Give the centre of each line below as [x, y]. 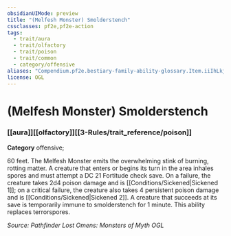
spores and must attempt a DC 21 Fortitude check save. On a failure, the [109, 175]
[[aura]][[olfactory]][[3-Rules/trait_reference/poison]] [100, 132]
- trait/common [35, 58]
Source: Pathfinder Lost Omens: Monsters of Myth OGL [86, 225]
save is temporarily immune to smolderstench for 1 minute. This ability [106, 204]
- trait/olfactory [40, 45]
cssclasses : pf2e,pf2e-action [51, 26]
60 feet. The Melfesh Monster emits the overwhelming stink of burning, [108, 161]
